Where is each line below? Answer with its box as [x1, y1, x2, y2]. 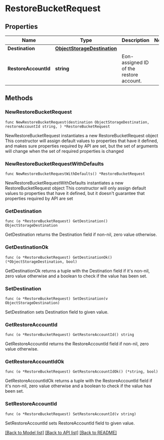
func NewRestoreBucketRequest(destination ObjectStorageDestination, [5, 120, 150, 125]
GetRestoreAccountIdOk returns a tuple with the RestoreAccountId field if [5, 378, 152, 384]
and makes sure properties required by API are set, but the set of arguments [5, 143, 158, 149]
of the [122, 65, 136, 72]
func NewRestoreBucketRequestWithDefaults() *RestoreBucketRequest [5, 171, 145, 176]
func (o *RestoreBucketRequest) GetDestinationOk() [5, 255, 112, 260]
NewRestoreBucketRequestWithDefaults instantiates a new [5, 180, 123, 186]
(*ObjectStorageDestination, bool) [5, 259, 78, 264]
